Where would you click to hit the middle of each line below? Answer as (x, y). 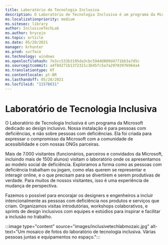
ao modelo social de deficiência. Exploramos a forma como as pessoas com (83, 164)
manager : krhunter (24, 47)
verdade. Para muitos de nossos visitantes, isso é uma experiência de (77, 180)
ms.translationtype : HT (30, 70)
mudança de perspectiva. (31, 185)
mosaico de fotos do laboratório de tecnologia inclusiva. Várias (91, 231)
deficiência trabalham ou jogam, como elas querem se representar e (75, 169)
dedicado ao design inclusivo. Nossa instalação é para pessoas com (76, 128)
